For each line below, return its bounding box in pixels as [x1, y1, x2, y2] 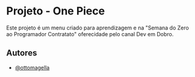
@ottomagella [14, 64, 50, 71]
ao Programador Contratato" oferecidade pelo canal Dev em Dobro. [6, 30, 174, 37]
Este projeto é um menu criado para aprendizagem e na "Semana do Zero [6, 24, 190, 31]
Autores [6, 48, 37, 58]
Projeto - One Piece [6, 4, 105, 18]
